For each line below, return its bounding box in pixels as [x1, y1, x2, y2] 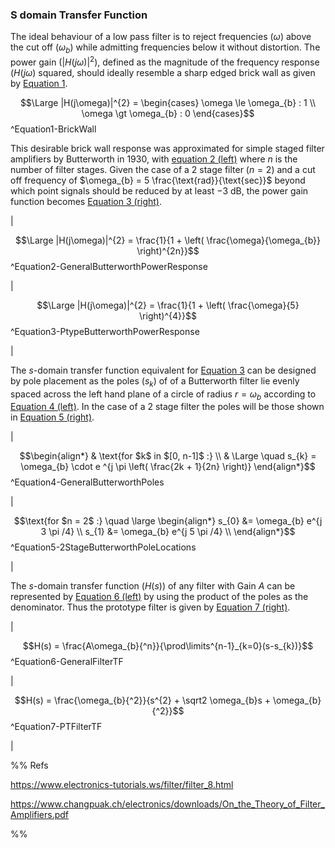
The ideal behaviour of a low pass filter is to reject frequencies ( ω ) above [10, 31, 312, 43]
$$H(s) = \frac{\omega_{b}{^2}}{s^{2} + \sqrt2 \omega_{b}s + [14, 694, 272, 707]
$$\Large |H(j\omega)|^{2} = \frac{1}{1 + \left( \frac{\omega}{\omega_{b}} [14, 234, 322, 246]
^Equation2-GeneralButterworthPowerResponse [10, 260, 208, 272]
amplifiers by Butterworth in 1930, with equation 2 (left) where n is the [10, 153, 298, 165]
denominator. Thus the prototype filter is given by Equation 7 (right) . [10, 601, 291, 613]
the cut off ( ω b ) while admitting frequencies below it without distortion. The [10, 41, 321, 56]
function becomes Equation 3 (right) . [10, 195, 162, 207]
